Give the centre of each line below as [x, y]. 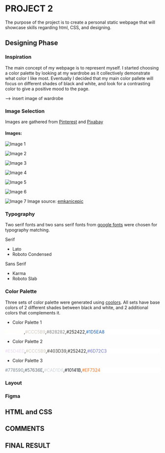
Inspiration [18, 57]
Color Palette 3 [27, 360]
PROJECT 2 [29, 9]
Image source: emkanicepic [55, 201]
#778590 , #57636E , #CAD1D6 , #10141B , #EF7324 [53, 370]
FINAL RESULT [28, 445]
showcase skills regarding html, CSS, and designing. [58, 27]
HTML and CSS [29, 412]
